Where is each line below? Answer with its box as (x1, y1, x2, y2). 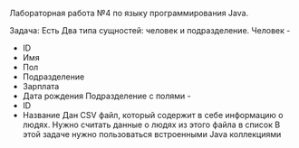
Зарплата (22, 81, 60, 91)
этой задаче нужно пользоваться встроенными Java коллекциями (22, 129, 282, 139)
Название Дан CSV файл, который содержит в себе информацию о (22, 110, 284, 120)
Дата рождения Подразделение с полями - (22, 90, 192, 101)
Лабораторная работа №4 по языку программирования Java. (9, 8, 249, 18)
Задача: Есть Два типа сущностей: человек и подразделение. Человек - (9, 25, 291, 35)
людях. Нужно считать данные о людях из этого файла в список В (22, 119, 281, 130)
